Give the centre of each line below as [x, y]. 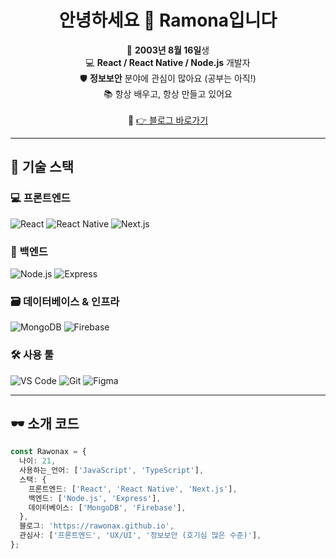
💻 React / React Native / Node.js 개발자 [168, 62]
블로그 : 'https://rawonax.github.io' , [97, 526]
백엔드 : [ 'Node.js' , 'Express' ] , [95, 498]
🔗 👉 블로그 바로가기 [168, 120]
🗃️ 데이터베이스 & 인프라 [65, 301]
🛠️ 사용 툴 [32, 355]
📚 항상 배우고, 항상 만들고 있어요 [168, 93]
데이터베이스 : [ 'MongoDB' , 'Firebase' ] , [107, 507]
